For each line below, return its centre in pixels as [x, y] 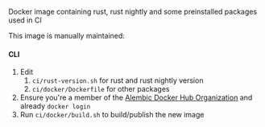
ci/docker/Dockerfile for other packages [101, 89]
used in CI [25, 20]
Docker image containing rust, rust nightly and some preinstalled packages [133, 12]
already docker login [55, 106]
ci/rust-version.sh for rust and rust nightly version [118, 80]
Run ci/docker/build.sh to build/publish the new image [112, 115]
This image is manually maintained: [66, 36]
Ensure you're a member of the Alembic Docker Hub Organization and [136, 98]
